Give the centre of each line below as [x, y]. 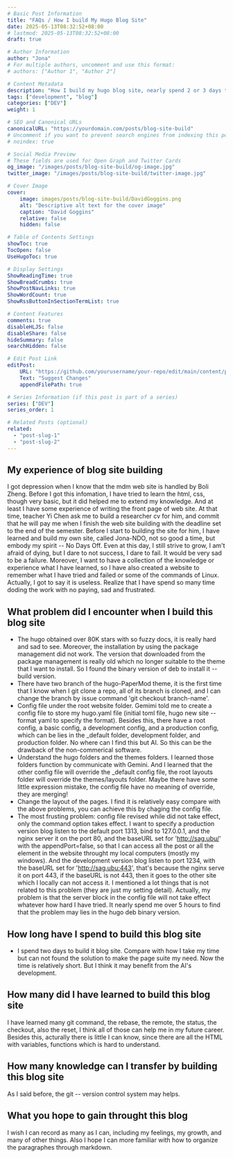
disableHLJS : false [35, 327]
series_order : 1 [31, 410]
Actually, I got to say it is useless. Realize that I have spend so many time [111, 582]
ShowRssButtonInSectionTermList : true [63, 302]
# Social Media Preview [42, 154]
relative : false [43, 218]
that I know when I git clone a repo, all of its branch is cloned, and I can [119, 691]
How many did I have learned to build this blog [109, 995]
